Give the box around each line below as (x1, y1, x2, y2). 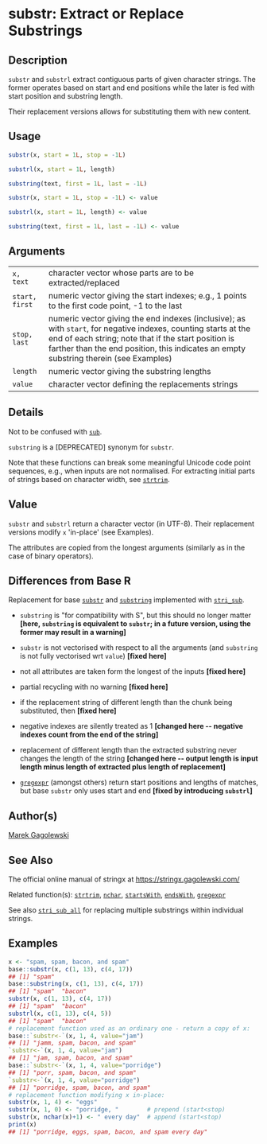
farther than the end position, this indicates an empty (48, 343, 246, 354)
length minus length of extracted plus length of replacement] (19, 762, 226, 772)
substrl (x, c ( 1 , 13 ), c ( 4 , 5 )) (8, 1010, 112, 1018)
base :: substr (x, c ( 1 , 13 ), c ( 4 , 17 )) (8, 965, 133, 973)
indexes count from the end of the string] (19, 730, 159, 740)
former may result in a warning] (19, 628, 127, 637)
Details (8, 406, 44, 419)
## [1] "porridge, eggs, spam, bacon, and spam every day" (8, 1127, 208, 1136)
